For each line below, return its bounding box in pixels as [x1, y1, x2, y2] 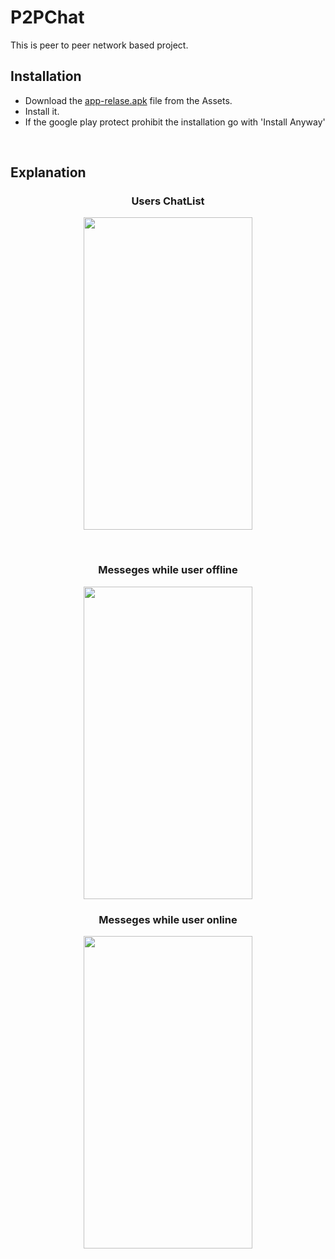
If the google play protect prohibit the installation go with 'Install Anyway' [24, 116, 326, 128]
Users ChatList [131, 194, 205, 208]
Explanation [10, 164, 87, 181]
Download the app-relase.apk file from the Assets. [24, 94, 233, 106]
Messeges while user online [98, 912, 238, 926]
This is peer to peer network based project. [10, 39, 189, 51]
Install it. [24, 105, 60, 117]
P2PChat [10, 6, 85, 29]
